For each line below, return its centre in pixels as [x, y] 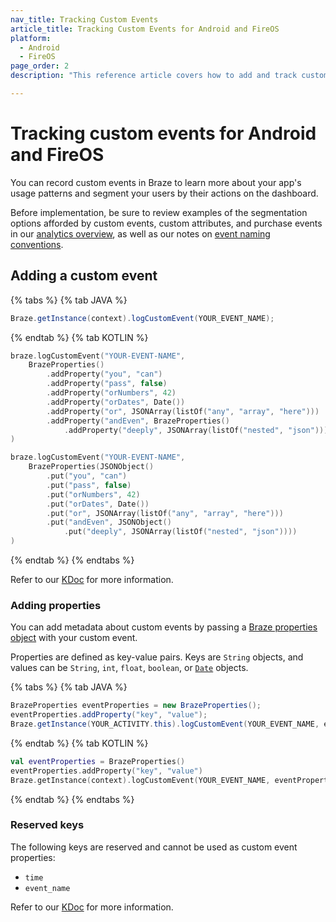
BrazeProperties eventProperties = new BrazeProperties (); [136, 706]
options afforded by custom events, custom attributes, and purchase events [166, 223]
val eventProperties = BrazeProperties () [98, 761]
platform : [31, 38]
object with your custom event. [74, 638]
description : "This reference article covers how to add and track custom [169, 76]
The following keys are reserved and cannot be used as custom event [154, 847]
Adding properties [56, 605]
